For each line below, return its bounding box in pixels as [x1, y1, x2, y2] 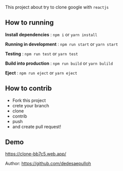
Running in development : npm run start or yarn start [5, 41, 118, 47]
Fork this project [12, 97, 46, 103]
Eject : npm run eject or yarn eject [5, 70, 78, 76]
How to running [5, 18, 54, 27]
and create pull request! [12, 124, 61, 129]
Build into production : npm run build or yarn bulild [5, 60, 113, 66]
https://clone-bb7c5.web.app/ [5, 151, 66, 157]
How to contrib [5, 84, 52, 93]
